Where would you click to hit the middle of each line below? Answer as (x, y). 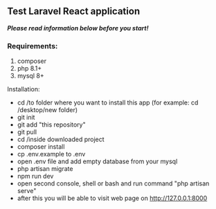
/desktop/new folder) (47, 110)
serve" (27, 191)
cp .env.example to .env (51, 154)
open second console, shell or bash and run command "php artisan (113, 183)
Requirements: (33, 46)
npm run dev (35, 176)
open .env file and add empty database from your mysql (97, 161)
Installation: (24, 89)
